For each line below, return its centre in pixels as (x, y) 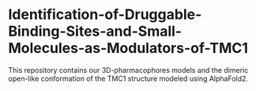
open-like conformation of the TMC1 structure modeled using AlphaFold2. (128, 78)
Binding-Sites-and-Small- (95, 31)
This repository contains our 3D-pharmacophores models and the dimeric (128, 70)
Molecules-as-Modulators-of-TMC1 (128, 48)
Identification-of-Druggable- (105, 15)
